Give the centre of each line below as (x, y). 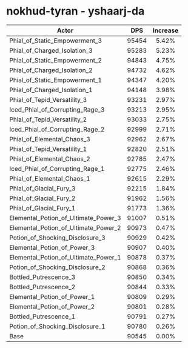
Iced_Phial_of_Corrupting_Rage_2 (57, 129)
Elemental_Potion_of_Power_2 (52, 306)
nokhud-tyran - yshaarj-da (76, 11)
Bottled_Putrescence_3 (42, 277)
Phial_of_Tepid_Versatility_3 (48, 99)
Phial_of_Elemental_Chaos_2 (50, 159)
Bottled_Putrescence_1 (42, 316)
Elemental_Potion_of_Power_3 (52, 247)
